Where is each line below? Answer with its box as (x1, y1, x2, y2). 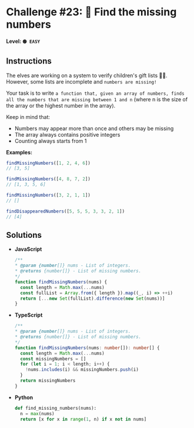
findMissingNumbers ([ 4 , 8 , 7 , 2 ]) (6, 176, 91, 182)
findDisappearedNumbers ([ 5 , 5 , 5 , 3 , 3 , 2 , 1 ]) (6, 208, 125, 214)
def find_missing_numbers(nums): (14, 405, 97, 411)
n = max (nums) (20, 410, 55, 417)
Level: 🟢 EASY (6, 38, 40, 45)
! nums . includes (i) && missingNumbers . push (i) (25, 367, 139, 373)
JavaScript (14, 245, 42, 253)
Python (14, 394, 34, 401)
